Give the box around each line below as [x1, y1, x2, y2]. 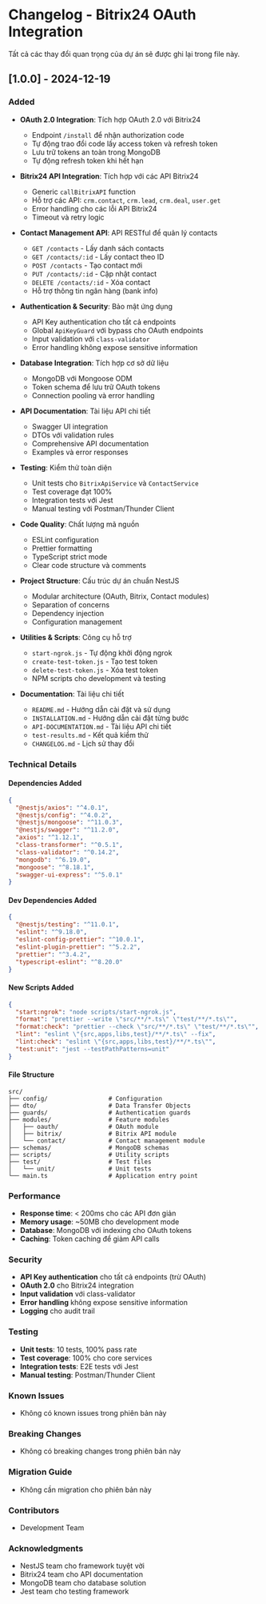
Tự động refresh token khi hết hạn [31, 155, 144, 165]
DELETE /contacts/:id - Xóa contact [31, 277, 151, 287]
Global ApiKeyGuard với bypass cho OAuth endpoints [31, 325, 204, 335]
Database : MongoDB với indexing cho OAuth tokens [19, 1226, 192, 1235]
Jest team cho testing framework [19, 1586, 129, 1596]
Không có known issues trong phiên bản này [19, 1409, 167, 1418]
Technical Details [8, 759, 77, 770]
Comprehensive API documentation [31, 438, 149, 448]
